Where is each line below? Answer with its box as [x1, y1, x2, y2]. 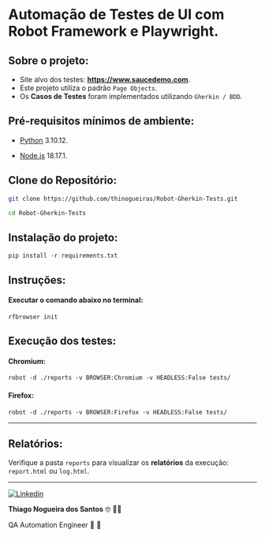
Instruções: [8, 273, 66, 286]
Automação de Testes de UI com [8, 6, 225, 24]
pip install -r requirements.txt [8, 251, 118, 260]
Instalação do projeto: [8, 231, 118, 244]
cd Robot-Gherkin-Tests [8, 209, 87, 217]
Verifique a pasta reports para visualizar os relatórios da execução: [8, 458, 229, 467]
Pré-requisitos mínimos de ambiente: [8, 115, 195, 128]
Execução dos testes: [8, 335, 117, 348]
